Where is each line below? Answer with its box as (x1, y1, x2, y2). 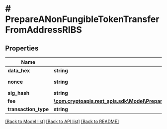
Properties (5, 44, 39, 52)
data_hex (7, 67, 30, 74)
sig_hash (7, 90, 30, 96)
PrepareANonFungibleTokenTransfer (5, 13, 160, 25)
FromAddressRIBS (5, 24, 82, 35)
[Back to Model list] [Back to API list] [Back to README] (5, 119, 119, 125)
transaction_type (7, 106, 49, 113)
